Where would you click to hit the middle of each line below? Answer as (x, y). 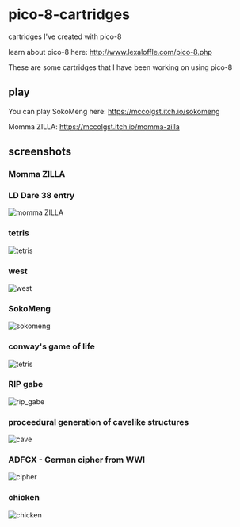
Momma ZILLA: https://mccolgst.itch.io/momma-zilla (94, 126)
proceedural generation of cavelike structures (99, 422)
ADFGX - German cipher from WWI (76, 460)
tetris (19, 233)
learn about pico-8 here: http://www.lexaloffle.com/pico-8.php (110, 52)
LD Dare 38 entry (42, 195)
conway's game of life (51, 346)
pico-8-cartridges (69, 15)
